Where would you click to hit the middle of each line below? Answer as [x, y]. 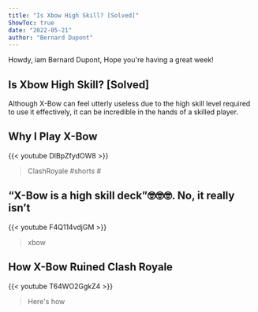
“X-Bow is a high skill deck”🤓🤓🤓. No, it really [122, 196]
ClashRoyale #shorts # [64, 171]
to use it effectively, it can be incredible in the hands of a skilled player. [123, 112]
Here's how [46, 301]
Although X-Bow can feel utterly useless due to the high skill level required [129, 104]
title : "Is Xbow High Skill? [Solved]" [74, 15]
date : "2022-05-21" [40, 30]
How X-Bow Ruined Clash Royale [91, 267]
